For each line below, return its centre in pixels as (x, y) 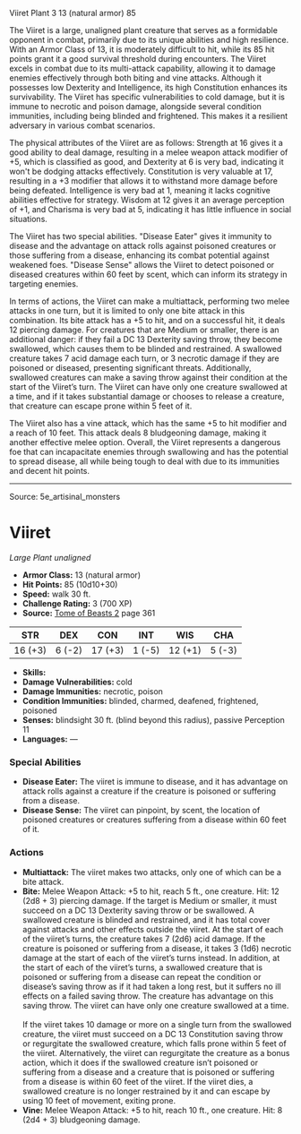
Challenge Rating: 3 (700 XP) (77, 603)
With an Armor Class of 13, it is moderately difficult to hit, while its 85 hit (142, 49)
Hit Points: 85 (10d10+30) (70, 584)
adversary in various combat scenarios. (82, 125)
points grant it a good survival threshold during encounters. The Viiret (138, 59)
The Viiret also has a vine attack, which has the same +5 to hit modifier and (148, 423)
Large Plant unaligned (50, 557)
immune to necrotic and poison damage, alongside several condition (136, 106)
